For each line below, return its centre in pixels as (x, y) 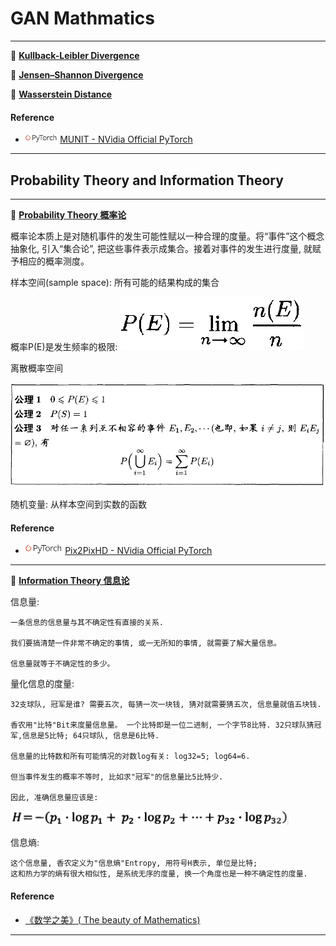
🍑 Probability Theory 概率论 (68, 214)
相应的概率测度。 (54, 261)
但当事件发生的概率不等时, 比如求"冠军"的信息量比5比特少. (117, 777)
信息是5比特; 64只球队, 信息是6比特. (91, 736)
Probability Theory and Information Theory (147, 180)
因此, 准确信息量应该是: (54, 798)
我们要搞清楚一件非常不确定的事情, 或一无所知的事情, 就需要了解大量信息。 (146, 643)
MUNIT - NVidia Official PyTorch (126, 139)
